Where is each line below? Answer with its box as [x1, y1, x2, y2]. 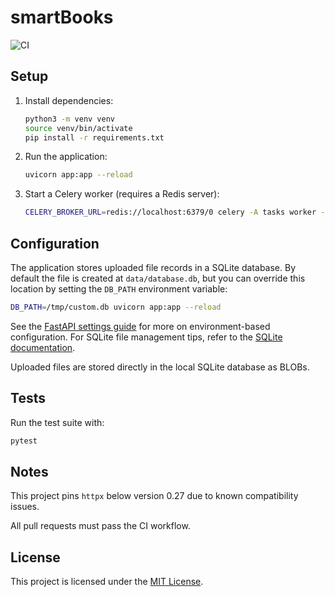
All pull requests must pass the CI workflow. [10, 520, 191, 532]
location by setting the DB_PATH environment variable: [10, 282, 228, 295]
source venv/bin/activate [24, 123, 133, 133]
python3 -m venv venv [24, 114, 116, 124]
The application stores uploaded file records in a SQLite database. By [10, 261, 296, 273]
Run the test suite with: [10, 416, 105, 428]
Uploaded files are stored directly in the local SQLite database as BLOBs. [10, 361, 310, 373]
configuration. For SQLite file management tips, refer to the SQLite [10, 331, 283, 343]
